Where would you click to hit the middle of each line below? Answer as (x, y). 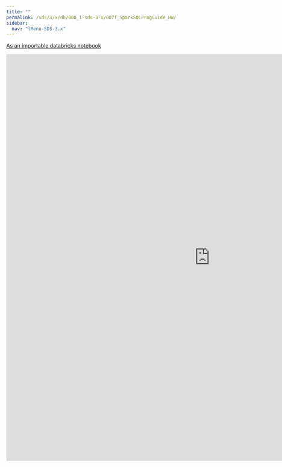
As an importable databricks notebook (54, 46)
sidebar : (17, 23)
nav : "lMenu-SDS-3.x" (39, 29)
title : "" (19, 12)
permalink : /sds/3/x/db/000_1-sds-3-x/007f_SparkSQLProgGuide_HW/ (91, 17)
